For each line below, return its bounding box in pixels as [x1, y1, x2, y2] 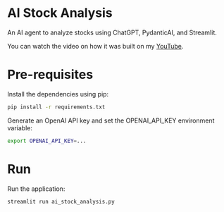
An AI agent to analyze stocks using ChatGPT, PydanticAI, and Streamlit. [7, 28, 217, 37]
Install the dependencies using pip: [7, 89, 109, 98]
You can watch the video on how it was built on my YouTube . [7, 42, 184, 50]
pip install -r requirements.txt [7, 104, 106, 111]
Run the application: [7, 185, 66, 193]
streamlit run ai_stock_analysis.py [7, 198, 115, 205]
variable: [7, 123, 33, 132]
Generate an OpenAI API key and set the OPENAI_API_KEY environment [7, 116, 215, 125]
